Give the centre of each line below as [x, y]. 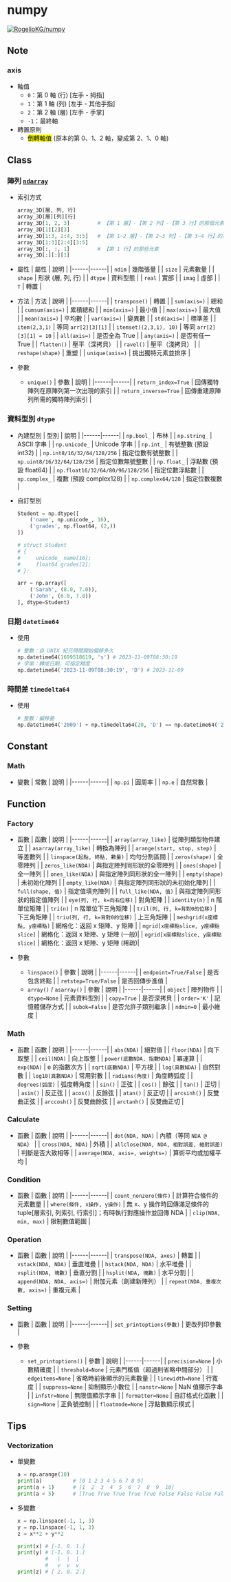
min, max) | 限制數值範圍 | [54, 1221]
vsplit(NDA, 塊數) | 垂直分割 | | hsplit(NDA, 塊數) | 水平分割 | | [105, 1273]
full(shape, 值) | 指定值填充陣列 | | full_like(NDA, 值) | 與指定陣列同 [116, 891]
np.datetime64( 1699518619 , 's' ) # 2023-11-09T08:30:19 [97, 657]
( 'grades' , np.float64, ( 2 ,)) [73, 526]
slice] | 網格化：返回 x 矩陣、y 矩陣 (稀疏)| [78, 943]
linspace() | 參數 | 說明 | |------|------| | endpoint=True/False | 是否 [123, 972]
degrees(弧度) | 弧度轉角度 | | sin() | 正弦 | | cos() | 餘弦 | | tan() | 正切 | [119, 1084]
